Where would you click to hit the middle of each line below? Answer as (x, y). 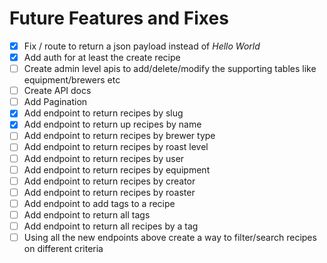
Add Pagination (55, 102)
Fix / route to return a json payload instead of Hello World (142, 46)
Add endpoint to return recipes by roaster (109, 192)
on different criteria (63, 248)
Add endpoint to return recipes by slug (103, 113)
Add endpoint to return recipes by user (104, 158)
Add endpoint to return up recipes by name (112, 124)
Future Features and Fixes (119, 18)
